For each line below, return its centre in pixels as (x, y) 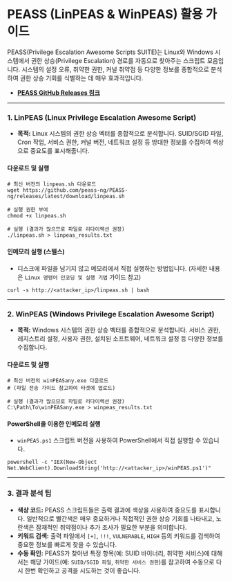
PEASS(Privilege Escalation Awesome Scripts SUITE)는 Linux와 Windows (110, 52)
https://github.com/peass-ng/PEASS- (75, 190)
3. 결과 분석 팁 (29, 494)
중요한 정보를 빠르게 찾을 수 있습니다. (67, 544)
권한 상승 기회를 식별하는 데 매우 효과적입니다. (81, 78)
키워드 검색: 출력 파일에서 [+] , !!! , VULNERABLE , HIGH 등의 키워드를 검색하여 (119, 536)
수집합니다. (32, 347)
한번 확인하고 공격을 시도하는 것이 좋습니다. (83, 570)
